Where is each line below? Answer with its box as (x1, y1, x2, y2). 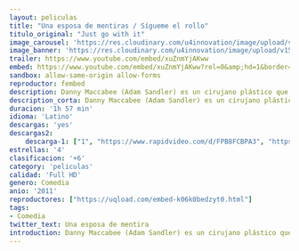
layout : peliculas (9, 12, 77, 22)
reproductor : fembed (9, 79, 86, 88)
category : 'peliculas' (9, 162, 93, 171)
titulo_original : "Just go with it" (9, 29, 145, 38)
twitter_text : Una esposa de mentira (9, 220, 149, 229)
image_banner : (9, 46, 62, 55)
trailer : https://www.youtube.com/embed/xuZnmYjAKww (9, 54, 209, 63)
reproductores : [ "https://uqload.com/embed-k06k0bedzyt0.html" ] (9, 195, 253, 205)
